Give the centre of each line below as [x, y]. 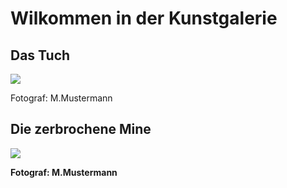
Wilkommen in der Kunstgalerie [144, 18]
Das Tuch [40, 55]
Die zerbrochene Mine [81, 129]
